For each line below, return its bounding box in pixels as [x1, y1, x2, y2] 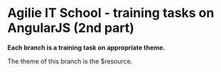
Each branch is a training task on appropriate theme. [7, 43, 166, 52]
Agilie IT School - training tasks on [7, 5, 215, 21]
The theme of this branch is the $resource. [7, 56, 133, 65]
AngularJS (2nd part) [7, 20, 135, 36]
